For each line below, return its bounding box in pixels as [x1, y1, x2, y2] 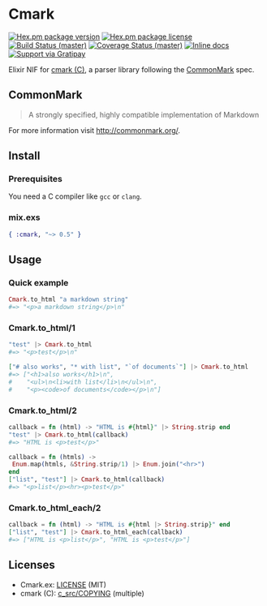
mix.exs [8, 212, 41, 223]
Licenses [8, 558, 55, 572]
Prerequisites [8, 174, 62, 185]
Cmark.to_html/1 [8, 322, 75, 333]
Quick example [8, 277, 69, 288]
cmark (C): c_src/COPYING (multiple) [19, 588, 144, 598]
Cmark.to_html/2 [8, 405, 77, 416]
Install [8, 149, 41, 163]
